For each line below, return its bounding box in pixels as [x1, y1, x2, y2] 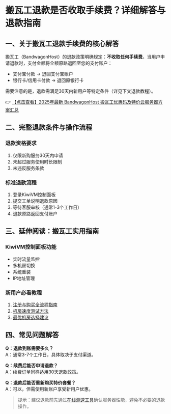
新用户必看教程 [5, 289, 42, 296]
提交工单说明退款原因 [12, 198, 58, 204]
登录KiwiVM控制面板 [12, 191, 56, 198]
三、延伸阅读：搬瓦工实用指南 [5, 227, 99, 236]
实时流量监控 [12, 256, 40, 262]
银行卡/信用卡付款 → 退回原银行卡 [12, 77, 84, 83]
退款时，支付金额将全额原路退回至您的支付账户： [9, 60, 112, 66]
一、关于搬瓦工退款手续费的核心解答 [5, 39, 119, 48]
